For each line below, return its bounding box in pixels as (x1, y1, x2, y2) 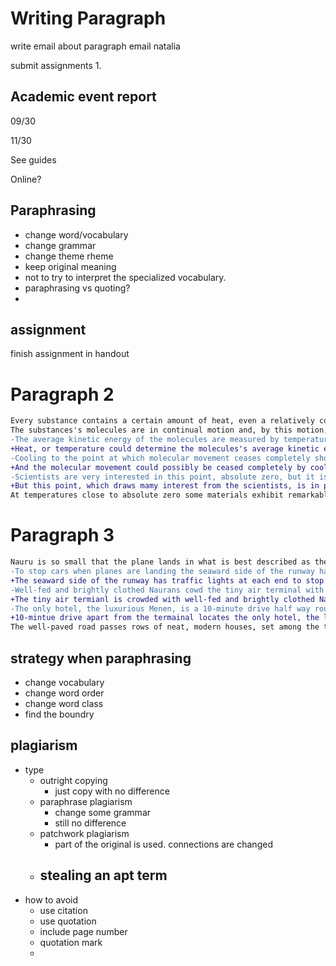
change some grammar (54, 806, 152, 818)
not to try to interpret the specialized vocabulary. (24, 271, 227, 283)
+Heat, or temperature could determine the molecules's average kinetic (10, 443, 320, 454)
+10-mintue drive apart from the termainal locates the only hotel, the (10, 613, 320, 623)
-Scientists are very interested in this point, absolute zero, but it (10, 472, 315, 482)
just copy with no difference (54, 785, 170, 797)
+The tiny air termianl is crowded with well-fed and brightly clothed (10, 594, 315, 604)
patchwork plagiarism (39, 827, 130, 839)
